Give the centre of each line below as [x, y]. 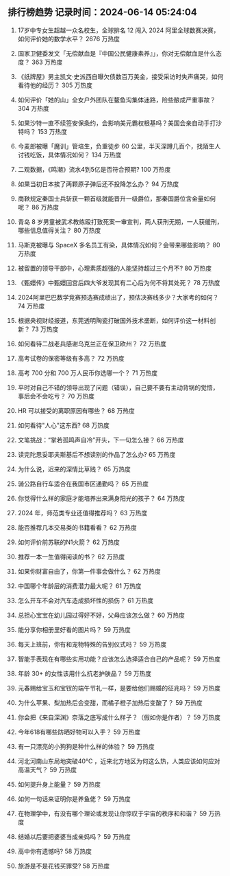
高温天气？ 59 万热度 [47, 770]
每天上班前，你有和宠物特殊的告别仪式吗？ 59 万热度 [92, 644]
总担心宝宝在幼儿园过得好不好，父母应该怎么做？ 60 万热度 [101, 615]
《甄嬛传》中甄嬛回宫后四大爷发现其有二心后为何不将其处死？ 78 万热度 [119, 282]
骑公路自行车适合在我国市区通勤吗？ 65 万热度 [83, 484]
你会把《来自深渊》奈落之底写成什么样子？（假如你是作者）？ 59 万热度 [119, 717]
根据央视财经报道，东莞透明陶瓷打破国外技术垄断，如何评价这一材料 [114, 320]
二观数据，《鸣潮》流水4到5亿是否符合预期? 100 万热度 [94, 169]
